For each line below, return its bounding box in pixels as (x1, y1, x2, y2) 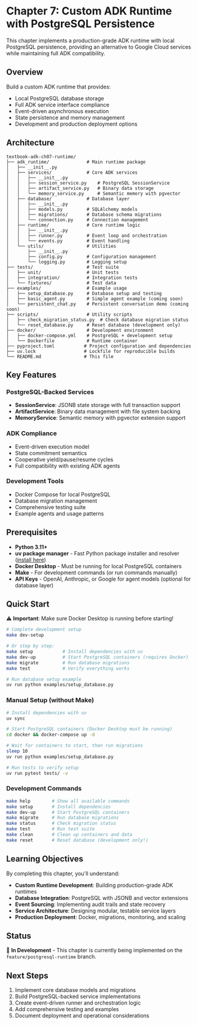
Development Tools (6, 477, 64, 485)
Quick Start (6, 599, 50, 610)
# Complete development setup (6, 626, 82, 632)
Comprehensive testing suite (14, 503, 86, 510)
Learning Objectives (6, 854, 84, 864)
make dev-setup (6, 632, 44, 638)
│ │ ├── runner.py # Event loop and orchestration (6, 233, 168, 239)
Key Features (6, 370, 57, 380)
